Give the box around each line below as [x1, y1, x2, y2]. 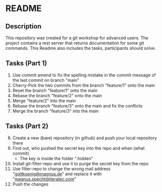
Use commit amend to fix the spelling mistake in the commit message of [12, 72, 156, 78]
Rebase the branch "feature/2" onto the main [12, 92, 102, 98]
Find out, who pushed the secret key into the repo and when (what [12, 145, 145, 151]
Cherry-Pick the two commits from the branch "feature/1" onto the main [12, 82, 155, 88]
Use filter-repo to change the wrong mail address [12, 165, 111, 172]
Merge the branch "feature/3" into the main [12, 108, 99, 114]
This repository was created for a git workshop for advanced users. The [5, 35, 148, 41]
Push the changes [12, 181, 49, 187]
